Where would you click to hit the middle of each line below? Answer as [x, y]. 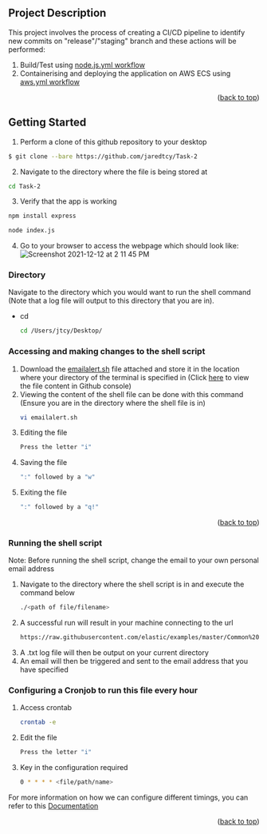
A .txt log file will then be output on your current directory [114, 653]
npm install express [43, 216]
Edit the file [38, 737]
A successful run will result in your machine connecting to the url [126, 623]
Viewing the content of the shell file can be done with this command [132, 394]
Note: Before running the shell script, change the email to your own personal [133, 560]
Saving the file [43, 463]
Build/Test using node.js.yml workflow [82, 65]
